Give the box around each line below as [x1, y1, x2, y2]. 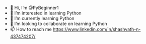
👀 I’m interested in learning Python [10, 10, 82, 16]
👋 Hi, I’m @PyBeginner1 [10, 5, 59, 10]
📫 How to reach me [10, 26, 52, 32]
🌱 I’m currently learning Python [10, 15, 75, 21]
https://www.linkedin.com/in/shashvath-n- [52, 26, 141, 32]
